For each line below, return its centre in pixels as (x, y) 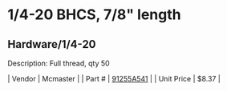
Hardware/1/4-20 (52, 44)
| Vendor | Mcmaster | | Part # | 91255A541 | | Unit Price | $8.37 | (114, 79)
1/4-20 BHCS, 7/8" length (94, 15)
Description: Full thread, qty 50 (59, 63)
